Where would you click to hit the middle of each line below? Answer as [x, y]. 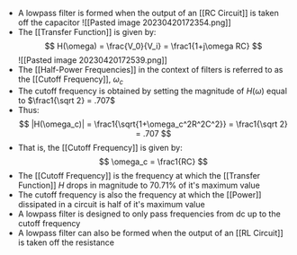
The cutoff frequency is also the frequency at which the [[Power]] [139, 194]
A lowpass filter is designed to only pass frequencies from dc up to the [149, 214]
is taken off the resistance [66, 242]
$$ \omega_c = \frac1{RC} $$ [153, 162]
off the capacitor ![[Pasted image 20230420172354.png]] [124, 22]
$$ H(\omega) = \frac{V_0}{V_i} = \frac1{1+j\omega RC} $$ [153, 46]
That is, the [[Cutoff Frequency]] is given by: [100, 147]
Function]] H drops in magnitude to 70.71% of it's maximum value [139, 185]
